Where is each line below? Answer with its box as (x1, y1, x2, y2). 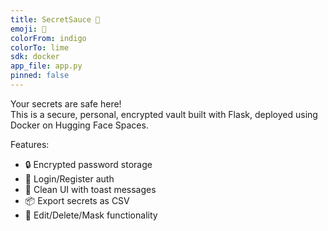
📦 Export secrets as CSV (24, 194, 130, 206)
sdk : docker (10, 52, 60, 62)
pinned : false (10, 71, 70, 81)
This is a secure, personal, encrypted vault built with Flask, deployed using (10, 108, 318, 120)
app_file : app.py (10, 61, 83, 71)
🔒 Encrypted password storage (24, 158, 153, 170)
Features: (10, 138, 50, 150)
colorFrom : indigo (10, 33, 87, 43)
